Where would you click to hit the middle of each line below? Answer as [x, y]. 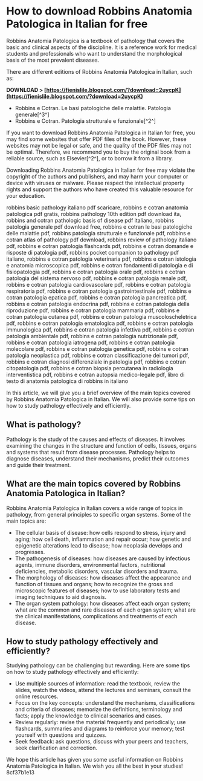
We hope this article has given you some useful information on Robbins [95, 760]
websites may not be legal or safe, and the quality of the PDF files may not [99, 145]
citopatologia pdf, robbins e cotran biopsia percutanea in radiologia [90, 368]
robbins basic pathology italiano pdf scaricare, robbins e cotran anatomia [97, 208]
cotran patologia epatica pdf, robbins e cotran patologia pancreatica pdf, [97, 297]
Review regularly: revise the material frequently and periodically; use [100, 722]
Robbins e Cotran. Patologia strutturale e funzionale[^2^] [85, 121]
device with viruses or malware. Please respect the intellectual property [95, 183]
